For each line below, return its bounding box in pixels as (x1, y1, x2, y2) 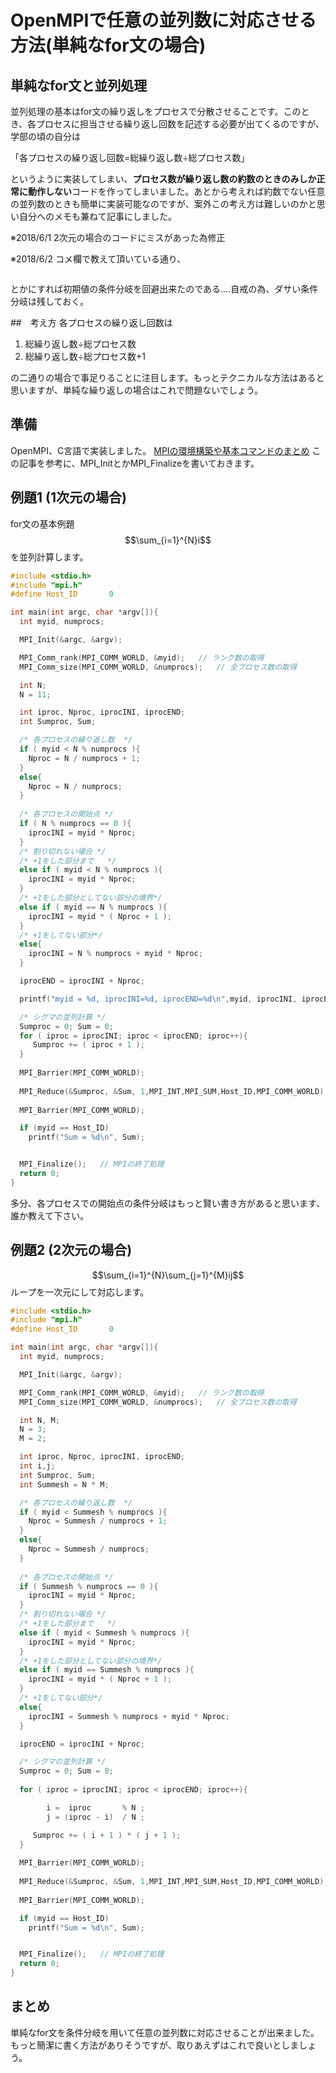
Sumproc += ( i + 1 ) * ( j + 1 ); (32, 1830, 182, 1840)
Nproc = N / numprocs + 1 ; (28, 753, 141, 763)
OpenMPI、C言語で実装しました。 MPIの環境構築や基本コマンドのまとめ (10, 444, 310, 456)
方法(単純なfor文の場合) (10, 34, 207, 57)
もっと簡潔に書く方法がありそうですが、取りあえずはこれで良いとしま (10, 2039, 300, 2051)
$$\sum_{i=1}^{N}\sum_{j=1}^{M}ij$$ (91, 1269, 245, 1281)
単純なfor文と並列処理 (10, 77, 148, 94)
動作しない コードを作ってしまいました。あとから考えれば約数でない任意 (27, 186, 326, 197)
